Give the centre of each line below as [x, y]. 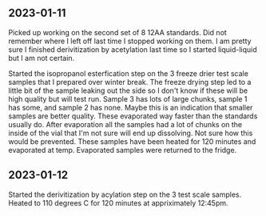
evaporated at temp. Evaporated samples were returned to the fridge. [123, 150]
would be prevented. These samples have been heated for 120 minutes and [132, 141]
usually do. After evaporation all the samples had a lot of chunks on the [125, 124]
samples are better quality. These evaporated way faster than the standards [133, 116]
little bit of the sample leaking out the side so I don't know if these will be [128, 90]
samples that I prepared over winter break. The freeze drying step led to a [130, 82]
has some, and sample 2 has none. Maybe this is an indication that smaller [131, 107]
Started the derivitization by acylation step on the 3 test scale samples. [125, 194]
